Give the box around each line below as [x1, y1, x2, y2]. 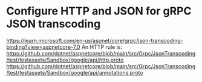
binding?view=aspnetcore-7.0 [6, 43, 80, 51]
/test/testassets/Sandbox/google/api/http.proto [6, 56, 124, 63]
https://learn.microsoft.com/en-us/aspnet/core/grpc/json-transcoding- [6, 37, 183, 44]
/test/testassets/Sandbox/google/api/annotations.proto [6, 69, 143, 76]
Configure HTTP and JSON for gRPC [6, 4, 192, 18]
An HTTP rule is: [81, 43, 123, 51]
